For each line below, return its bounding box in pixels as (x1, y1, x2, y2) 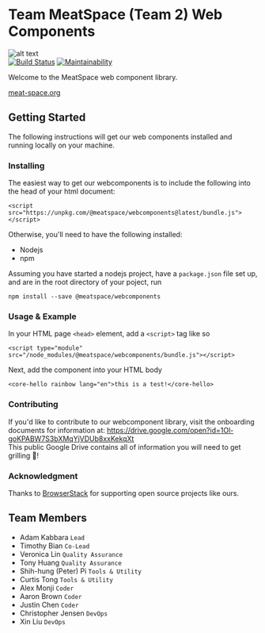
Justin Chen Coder (19, 600, 79, 609)
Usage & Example (8, 311, 77, 322)
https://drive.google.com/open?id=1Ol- (106, 425, 234, 435)
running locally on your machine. (8, 140, 115, 150)
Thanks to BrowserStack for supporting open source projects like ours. (8, 488, 240, 497)
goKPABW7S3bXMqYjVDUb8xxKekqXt (8, 434, 134, 443)
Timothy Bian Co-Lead (19, 541, 90, 551)
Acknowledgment (8, 470, 78, 481)
